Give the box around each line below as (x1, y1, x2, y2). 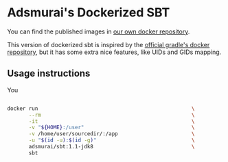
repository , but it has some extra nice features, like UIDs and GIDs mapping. (7, 48, 222, 56)
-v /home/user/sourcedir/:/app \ (28, 131, 195, 137)
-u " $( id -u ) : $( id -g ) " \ (28, 137, 195, 144)
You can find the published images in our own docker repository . (7, 27, 190, 36)
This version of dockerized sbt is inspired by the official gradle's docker (7, 40, 210, 49)
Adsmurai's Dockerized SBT (7, 5, 170, 21)
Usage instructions (7, 68, 91, 79)
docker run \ (7, 105, 195, 112)
